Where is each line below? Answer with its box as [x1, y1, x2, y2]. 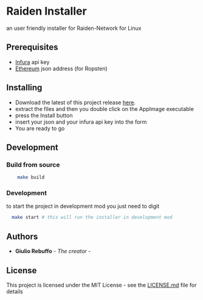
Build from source [6, 160, 60, 169]
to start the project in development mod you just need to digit [6, 202, 160, 210]
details [6, 288, 23, 295]
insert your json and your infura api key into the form [15, 118, 147, 126]
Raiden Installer [6, 4, 87, 18]
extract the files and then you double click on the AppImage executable [15, 105, 194, 112]
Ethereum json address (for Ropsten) [15, 65, 108, 72]
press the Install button [15, 112, 73, 119]
